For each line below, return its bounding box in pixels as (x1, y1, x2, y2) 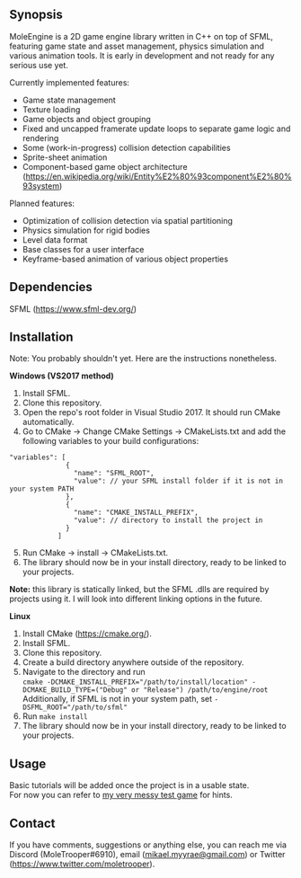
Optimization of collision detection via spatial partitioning (22, 215, 234, 226)
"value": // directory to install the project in (73, 516, 263, 525)
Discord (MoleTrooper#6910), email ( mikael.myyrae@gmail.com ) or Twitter (9, 849, 286, 860)
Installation (9, 330, 74, 345)
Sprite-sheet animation (22, 152, 108, 163)
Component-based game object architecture (22, 161, 188, 172)
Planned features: (9, 198, 75, 208)
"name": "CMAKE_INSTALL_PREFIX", (73, 508, 199, 518)
